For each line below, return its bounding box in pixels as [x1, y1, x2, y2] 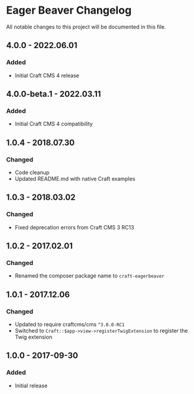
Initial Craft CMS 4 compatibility [14, 120, 93, 128]
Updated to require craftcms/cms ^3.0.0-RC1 [14, 321, 125, 328]
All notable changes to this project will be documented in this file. [6, 23, 167, 30]
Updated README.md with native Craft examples [14, 175, 136, 182]
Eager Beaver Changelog [6, 4, 132, 17]
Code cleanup [14, 169, 49, 176]
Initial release [14, 382, 48, 389]
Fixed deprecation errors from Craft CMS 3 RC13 [14, 223, 134, 231]
